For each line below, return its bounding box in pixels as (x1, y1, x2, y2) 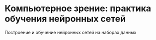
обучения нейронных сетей (4, 13, 126, 24)
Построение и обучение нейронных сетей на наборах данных (4, 29, 137, 35)
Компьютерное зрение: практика (4, 3, 152, 14)
